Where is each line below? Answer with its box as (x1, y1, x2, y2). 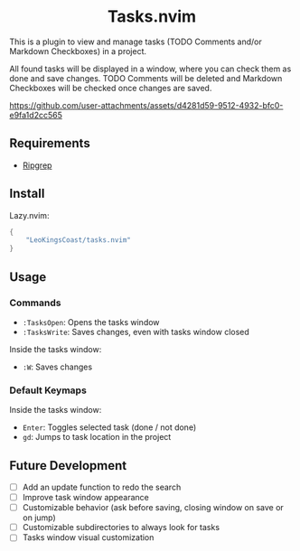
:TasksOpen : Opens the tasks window (22, 316, 160, 327)
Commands (9, 296, 61, 309)
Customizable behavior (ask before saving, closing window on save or (22, 502, 285, 513)
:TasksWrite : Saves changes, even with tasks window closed (22, 326, 250, 337)
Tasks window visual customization (22, 532, 155, 543)
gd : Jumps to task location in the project (22, 432, 172, 443)
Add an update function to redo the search (22, 481, 182, 492)
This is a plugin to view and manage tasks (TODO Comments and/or (9, 36, 262, 47)
